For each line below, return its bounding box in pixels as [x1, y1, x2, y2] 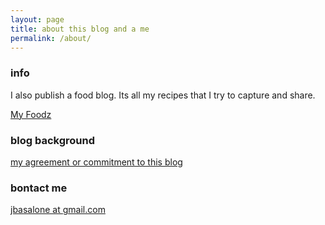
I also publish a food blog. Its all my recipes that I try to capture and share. [10, 89, 316, 101]
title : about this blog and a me [10, 24, 150, 34]
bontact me [10, 181, 68, 195]
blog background [10, 133, 96, 147]
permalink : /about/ [10, 33, 92, 43]
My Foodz [10, 108, 52, 120]
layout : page [10, 14, 65, 25]
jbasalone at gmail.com [10, 204, 106, 216]
